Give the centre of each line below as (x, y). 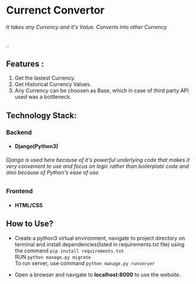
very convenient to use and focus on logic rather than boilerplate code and (97, 166)
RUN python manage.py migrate (53, 257)
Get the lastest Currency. (45, 78)
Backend (19, 132)
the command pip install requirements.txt (69, 250)
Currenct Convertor (55, 10)
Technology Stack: (42, 115)
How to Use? (30, 224)
